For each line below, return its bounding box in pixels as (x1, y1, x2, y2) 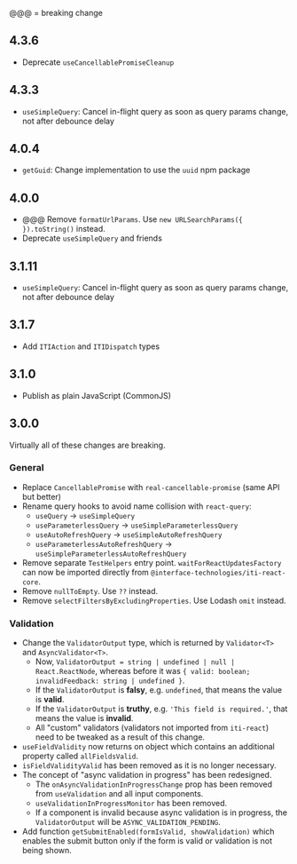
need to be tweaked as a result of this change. (35, 732, 206, 742)
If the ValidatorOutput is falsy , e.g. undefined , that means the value (35, 685, 282, 695)
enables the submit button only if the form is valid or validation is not (21, 836, 273, 846)
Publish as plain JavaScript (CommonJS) (21, 390, 171, 400)
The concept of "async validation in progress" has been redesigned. (21, 770, 272, 781)
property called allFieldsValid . (21, 750, 139, 762)
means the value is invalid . (35, 713, 134, 724)
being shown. (21, 845, 73, 856)
